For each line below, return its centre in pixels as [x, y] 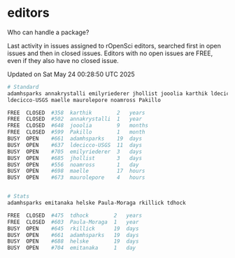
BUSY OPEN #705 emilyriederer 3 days [74, 152]
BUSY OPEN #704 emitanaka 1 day [72, 248]
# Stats [19, 196]
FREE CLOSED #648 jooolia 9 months [78, 126]
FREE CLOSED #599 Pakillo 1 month [76, 132]
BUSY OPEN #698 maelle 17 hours [76, 171]
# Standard [23, 87]
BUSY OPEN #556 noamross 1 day [73, 165]
